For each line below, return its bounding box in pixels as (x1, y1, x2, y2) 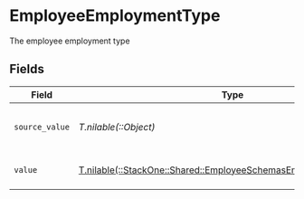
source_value (14, 121, 71, 132)
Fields (9, 62, 45, 77)
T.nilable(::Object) (78, 120, 156, 133)
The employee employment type (9, 35, 130, 46)
